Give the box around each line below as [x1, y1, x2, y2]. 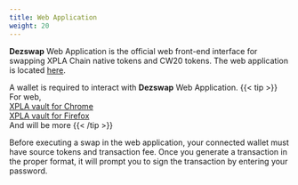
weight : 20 [9, 21, 50, 30]
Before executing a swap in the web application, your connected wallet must [9, 137, 289, 148]
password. [9, 165, 48, 176]
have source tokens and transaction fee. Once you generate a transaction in [9, 146, 287, 157]
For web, [9, 91, 42, 102]
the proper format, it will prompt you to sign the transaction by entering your [9, 156, 288, 166]
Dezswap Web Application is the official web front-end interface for [9, 45, 258, 56]
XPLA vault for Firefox [9, 110, 90, 121]
